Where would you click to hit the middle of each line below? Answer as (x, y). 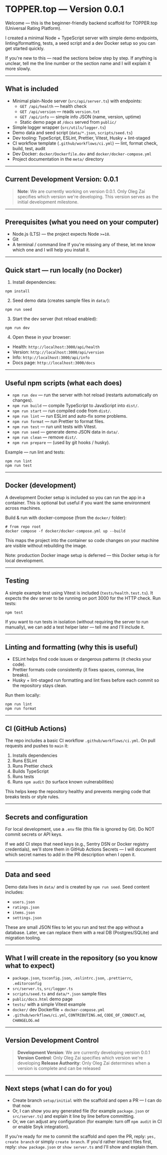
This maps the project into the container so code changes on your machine (82, 540)
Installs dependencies (35, 755)
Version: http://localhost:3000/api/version (58, 352)
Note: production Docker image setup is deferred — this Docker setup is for (83, 555)
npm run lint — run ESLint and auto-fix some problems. (70, 416)
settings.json (27, 918)
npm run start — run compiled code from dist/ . (62, 411)
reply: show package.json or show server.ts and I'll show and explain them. (82, 1147)
